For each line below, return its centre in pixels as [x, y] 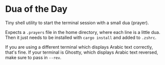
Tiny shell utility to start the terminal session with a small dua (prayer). [77, 23]
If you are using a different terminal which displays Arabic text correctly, [79, 47]
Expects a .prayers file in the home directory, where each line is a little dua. [83, 32]
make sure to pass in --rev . [33, 57]
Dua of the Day [36, 9]
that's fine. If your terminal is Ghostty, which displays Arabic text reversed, [82, 52]
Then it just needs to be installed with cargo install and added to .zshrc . [81, 37]
